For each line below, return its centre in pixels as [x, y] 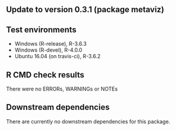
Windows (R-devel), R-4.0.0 [48, 50]
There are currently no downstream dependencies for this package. [88, 121]
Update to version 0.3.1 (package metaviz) [85, 10]
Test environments [41, 30]
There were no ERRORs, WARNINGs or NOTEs [62, 89]
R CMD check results [45, 75]
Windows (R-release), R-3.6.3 [51, 44]
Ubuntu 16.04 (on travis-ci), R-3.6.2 [58, 56]
